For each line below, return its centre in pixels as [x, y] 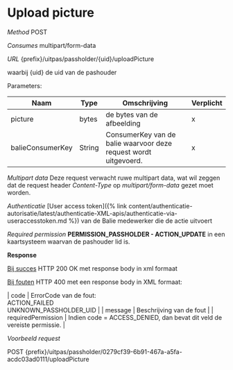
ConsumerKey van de [141, 135]
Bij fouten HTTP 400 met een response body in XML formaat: [95, 282]
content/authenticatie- [160, 205]
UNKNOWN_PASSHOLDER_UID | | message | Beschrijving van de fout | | [110, 310]
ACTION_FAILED [31, 303]
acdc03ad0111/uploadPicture [48, 359]
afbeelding [123, 123]
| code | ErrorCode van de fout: [52, 295]
